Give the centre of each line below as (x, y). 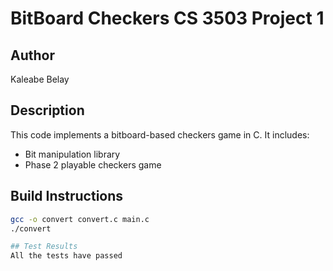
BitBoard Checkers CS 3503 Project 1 (167, 18)
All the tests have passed (66, 256)
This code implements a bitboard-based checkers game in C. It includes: (160, 134)
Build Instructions (67, 196)
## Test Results (44, 247)
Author (32, 55)
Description (47, 110)
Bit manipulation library (72, 154)
